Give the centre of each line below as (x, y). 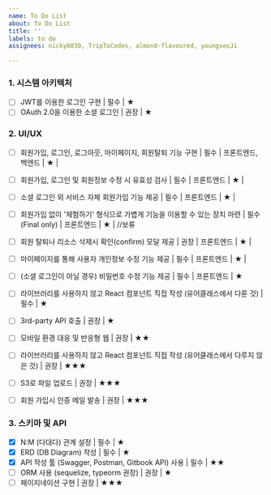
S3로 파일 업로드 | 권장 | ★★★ (71, 382)
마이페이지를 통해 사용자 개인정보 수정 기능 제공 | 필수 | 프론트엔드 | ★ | (133, 259)
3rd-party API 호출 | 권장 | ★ (67, 321)
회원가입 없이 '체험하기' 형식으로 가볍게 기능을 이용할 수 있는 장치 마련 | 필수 (140, 215)
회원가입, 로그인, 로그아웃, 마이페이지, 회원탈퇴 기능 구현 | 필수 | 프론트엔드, (139, 152)
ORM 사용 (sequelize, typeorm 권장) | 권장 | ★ (96, 473)
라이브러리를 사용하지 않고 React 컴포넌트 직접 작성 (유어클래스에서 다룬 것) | (142, 293)
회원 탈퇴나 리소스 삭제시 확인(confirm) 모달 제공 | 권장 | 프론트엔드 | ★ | (135, 242)
